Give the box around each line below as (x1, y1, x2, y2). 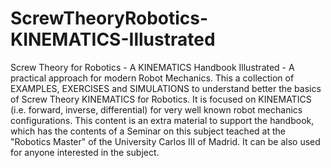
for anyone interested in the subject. (10, 146, 160, 158)
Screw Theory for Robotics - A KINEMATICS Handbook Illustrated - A (10, 61, 295, 73)
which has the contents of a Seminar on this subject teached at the (10, 125, 286, 137)
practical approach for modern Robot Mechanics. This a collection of (10, 72, 295, 84)
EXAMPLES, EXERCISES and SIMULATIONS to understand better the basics (10, 82, 322, 94)
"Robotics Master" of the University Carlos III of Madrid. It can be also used (10, 135, 321, 147)
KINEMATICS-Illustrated (10, 28, 216, 51)
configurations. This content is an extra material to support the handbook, (10, 114, 315, 126)
